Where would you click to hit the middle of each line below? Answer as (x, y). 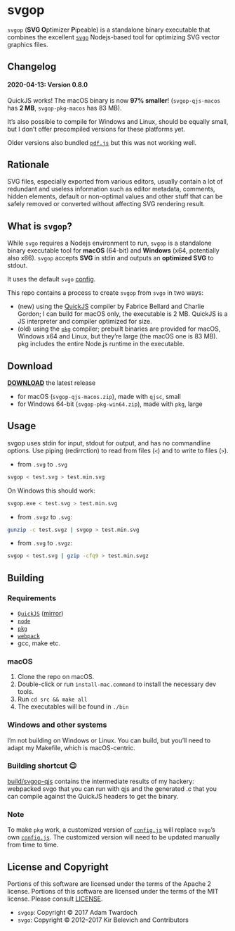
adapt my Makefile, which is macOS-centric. (71, 747)
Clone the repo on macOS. (56, 677)
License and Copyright (58, 867)
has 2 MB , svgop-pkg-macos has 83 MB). (65, 108)
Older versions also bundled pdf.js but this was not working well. (102, 142)
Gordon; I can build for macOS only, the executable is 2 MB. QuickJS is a (122, 314)
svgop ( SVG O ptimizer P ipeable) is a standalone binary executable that (109, 30)
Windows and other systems (57, 725)
